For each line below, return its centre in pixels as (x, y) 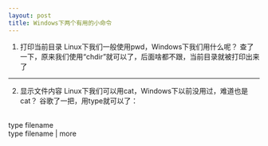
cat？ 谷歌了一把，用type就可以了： (79, 101)
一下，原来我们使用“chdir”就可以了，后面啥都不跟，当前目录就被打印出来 (140, 56)
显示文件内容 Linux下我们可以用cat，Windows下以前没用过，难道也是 (134, 90)
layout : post (30, 15)
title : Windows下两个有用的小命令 (60, 23)
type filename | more (43, 133)
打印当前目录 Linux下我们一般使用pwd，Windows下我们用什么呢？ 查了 (137, 46)
